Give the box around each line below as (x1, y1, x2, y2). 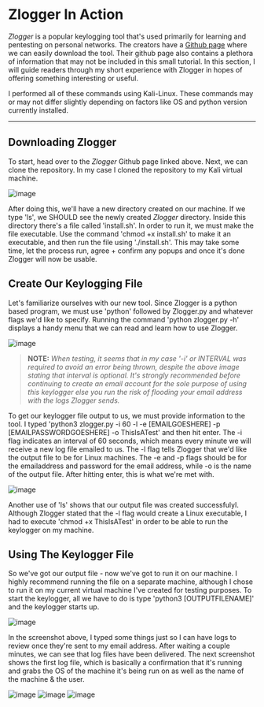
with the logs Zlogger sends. (27, 396, 120, 405)
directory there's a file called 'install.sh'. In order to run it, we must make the (8, 221, 254, 230)
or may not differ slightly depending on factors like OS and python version (8, 97, 247, 106)
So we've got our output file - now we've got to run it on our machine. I (8, 569, 238, 579)
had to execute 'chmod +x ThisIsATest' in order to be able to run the (8, 516, 229, 526)
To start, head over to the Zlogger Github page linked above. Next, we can (8, 156, 248, 166)
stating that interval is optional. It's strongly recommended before (27, 370, 241, 380)
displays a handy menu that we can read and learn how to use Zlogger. (8, 323, 238, 333)
